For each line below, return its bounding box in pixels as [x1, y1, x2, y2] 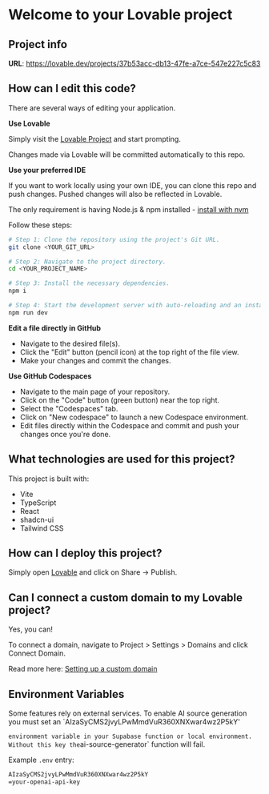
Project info [8, 38, 68, 51]
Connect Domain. [8, 648, 66, 658]
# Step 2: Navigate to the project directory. [8, 258, 167, 266]
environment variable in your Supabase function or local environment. [8, 732, 252, 741]
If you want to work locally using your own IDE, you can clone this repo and [8, 180, 257, 190]
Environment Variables [8, 687, 125, 701]
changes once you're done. [19, 429, 111, 439]
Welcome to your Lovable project [8, 6, 233, 24]
